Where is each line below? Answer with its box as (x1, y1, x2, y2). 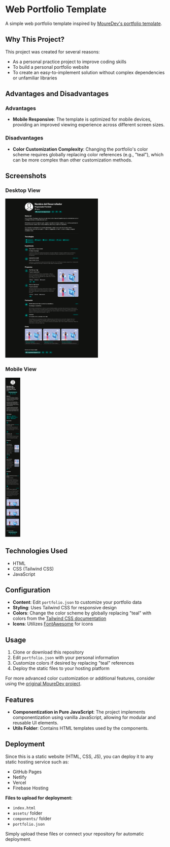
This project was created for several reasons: (5, 48, 100, 54)
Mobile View (5, 365, 37, 373)
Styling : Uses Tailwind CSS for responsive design (12, 605, 117, 611)
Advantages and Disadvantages (5, 90, 109, 98)
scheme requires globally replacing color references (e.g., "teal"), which (12, 151, 164, 157)
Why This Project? (5, 35, 65, 44)
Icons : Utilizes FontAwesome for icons (12, 621, 93, 627)
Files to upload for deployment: (5, 795, 73, 801)
